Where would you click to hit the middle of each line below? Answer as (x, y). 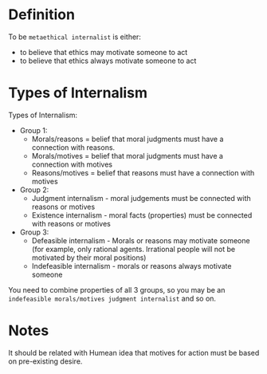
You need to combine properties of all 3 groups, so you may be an (117, 289)
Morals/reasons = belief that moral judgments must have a (128, 139)
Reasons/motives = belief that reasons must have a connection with (143, 172)
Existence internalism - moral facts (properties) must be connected (142, 215)
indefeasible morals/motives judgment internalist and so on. (112, 298)
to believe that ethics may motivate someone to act (104, 52)
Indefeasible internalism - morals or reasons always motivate (132, 266)
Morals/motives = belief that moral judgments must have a (127, 156)
